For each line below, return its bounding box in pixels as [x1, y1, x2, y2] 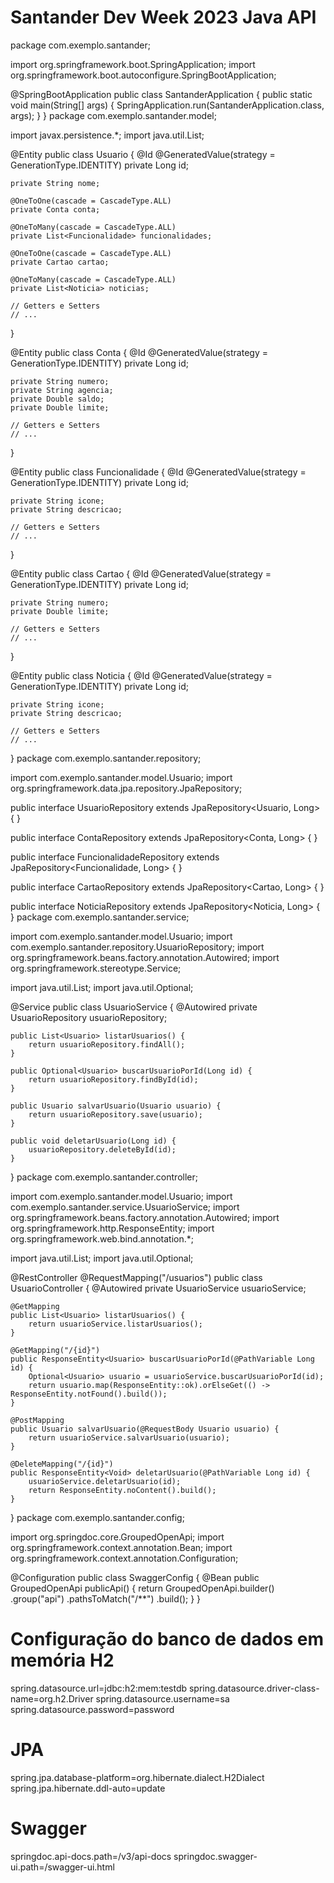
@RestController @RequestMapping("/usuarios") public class [10, 1271, 263, 1283]
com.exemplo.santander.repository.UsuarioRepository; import [10, 941, 265, 953]
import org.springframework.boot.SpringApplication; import [10, 58, 256, 70]
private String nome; [10, 178, 101, 188]
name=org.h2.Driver [10, 1692, 94, 1705]
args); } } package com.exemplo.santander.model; [10, 109, 217, 121]
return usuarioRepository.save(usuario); [28, 1109, 203, 1120]
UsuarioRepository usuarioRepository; [10, 1011, 168, 1023]
